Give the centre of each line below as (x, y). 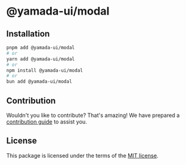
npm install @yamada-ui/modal (45, 70)
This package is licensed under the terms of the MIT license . (82, 155)
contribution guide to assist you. (47, 121)
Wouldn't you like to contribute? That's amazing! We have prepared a (93, 115)
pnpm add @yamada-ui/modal (41, 47)
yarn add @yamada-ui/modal (41, 59)
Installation (28, 34)
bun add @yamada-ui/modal (39, 82)
